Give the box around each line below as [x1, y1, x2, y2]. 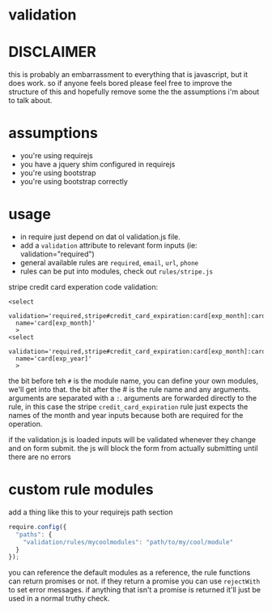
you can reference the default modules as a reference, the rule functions [8, 568, 251, 578]
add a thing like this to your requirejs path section [8, 507, 173, 517]
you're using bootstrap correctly [19, 177, 128, 187]
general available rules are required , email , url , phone [19, 258, 199, 267]
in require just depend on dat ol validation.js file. [19, 232, 181, 241]
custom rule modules [8, 480, 154, 499]
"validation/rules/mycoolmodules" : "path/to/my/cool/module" [23, 538, 233, 546]
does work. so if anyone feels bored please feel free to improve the [8, 79, 232, 88]
